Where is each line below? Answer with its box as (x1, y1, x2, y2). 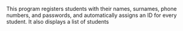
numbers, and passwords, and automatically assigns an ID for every (6, 12, 177, 19)
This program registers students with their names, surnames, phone (6, 5, 177, 12)
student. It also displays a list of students (6, 18, 109, 25)
